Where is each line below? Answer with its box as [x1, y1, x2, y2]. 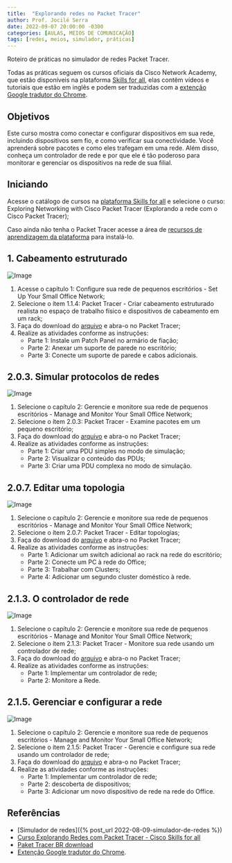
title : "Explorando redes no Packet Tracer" [7, 10, 141, 17]
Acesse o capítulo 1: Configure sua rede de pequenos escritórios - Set [17, 284, 218, 293]
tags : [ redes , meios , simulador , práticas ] [7, 36, 135, 43]
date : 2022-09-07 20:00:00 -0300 [7, 23, 104, 30]
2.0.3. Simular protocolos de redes [7, 370, 160, 382]
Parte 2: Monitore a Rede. [27, 676, 101, 684]
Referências [7, 808, 61, 819]
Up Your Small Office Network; [17, 292, 105, 300]
